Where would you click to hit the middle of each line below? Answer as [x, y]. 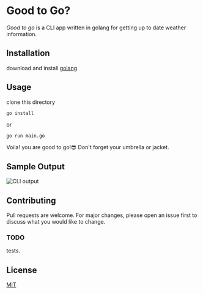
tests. [13, 251]
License [22, 270]
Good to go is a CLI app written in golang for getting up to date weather [96, 28]
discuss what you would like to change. [56, 222]
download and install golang [42, 68]
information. [22, 34]
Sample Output [36, 167]
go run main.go [26, 136]
